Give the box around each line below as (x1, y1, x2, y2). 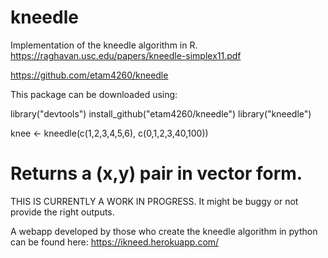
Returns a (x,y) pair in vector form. (10, 162, 303, 185)
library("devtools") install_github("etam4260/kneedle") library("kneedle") (10, 107, 312, 120)
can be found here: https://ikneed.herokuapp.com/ (10, 236, 220, 248)
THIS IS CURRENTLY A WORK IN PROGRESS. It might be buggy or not (10, 195, 299, 207)
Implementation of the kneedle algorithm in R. (10, 39, 198, 51)
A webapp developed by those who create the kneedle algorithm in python (10, 225, 318, 237)
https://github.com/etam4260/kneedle (10, 69, 169, 81)
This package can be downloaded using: (10, 88, 178, 100)
